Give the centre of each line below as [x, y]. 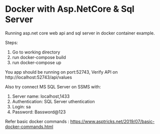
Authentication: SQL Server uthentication [53, 101]
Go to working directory [36, 52]
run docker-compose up [37, 62]
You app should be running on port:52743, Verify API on [62, 72]
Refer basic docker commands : [37, 121]
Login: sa [21, 107]
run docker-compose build [39, 57]
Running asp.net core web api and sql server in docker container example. [80, 33]
